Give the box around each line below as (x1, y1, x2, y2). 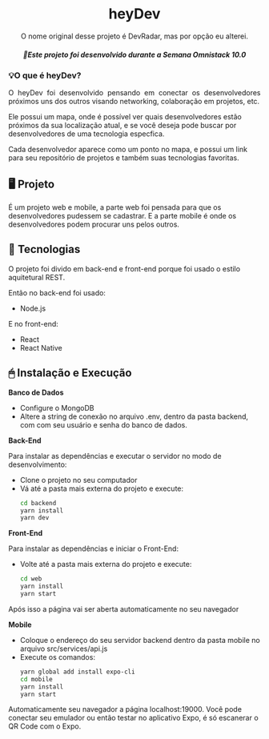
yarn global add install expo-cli (19, 668, 135, 676)
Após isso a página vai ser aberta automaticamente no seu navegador (8, 604, 239, 613)
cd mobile (19, 675, 54, 683)
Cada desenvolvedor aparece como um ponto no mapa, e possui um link (8, 145, 248, 155)
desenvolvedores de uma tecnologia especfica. (8, 129, 165, 139)
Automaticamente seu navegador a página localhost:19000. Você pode (8, 705, 243, 714)
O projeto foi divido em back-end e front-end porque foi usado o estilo (8, 263, 241, 273)
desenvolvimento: (8, 460, 67, 469)
